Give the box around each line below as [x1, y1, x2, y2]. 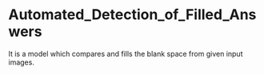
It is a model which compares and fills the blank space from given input [8, 49, 243, 58]
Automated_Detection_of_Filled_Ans [8, 6, 257, 24]
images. [8, 57, 34, 67]
